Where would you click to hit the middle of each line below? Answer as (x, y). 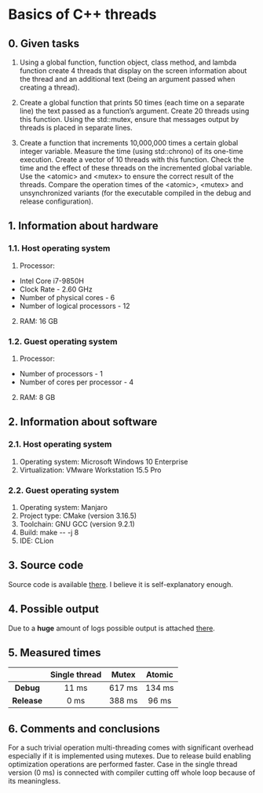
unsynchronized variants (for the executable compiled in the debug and (135, 193)
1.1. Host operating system (59, 248)
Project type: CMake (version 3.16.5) (78, 516)
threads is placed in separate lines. (76, 128)
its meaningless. (35, 781)
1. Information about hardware (83, 226)
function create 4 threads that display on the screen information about (133, 71)
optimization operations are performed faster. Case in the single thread (123, 765)
